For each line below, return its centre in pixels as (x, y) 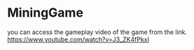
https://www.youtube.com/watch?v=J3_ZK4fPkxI (78, 39)
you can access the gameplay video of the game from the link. (97, 32)
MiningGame (46, 13)
